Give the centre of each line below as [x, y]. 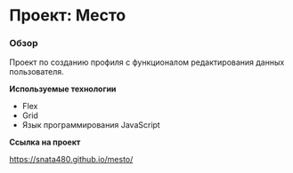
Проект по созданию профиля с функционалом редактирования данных [147, 62]
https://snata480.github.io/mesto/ [71, 160]
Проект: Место [68, 16]
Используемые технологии [63, 89]
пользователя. [37, 72]
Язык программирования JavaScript [91, 125]
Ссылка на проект [45, 142]
